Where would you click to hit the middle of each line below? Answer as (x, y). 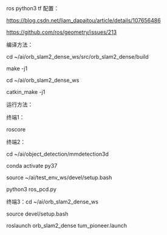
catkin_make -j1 (26, 92)
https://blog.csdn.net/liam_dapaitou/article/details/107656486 (83, 20)
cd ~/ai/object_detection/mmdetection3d (58, 154)
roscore (16, 129)
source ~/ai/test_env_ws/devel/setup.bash (59, 177)
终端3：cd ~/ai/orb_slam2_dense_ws (53, 202)
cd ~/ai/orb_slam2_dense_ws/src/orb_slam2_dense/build (77, 57)
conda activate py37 (32, 166)
